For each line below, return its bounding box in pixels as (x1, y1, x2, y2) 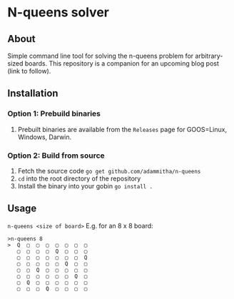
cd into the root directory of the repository (17, 174, 141, 183)
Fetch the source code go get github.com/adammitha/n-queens (17, 166, 201, 175)
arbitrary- (195, 51, 223, 60)
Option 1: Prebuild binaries (7, 108, 101, 118)
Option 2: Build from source (7, 151, 105, 161)
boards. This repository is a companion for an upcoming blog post (24, 59, 219, 68)
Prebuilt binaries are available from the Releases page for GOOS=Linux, (17, 125, 227, 133)
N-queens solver (7, 4, 109, 21)
